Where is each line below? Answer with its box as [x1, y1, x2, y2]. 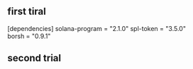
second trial [7, 52, 62, 64]
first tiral [7, 6, 46, 18]
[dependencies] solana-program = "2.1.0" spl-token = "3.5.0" [7, 24, 187, 32]
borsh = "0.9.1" [7, 32, 51, 40]
